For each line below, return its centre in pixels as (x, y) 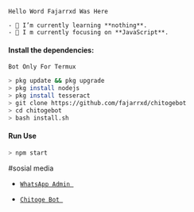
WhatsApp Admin (45, 184)
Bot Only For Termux (43, 67)
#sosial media (31, 168)
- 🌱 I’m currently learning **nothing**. (78, 26)
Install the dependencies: (51, 50)
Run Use (23, 136)
